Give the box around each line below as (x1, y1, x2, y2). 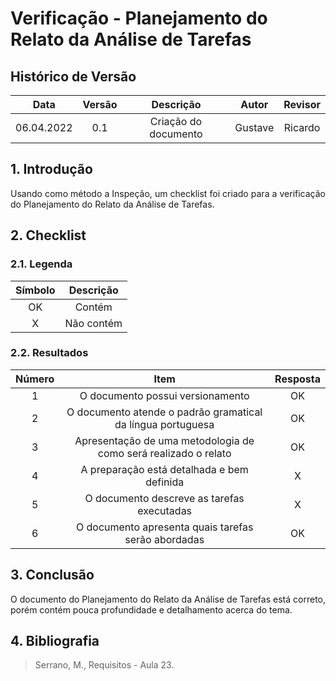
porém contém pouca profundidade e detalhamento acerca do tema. (10, 603, 293, 616)
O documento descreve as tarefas (84, 491, 245, 505)
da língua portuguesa (114, 417, 215, 431)
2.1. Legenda (10, 257, 73, 271)
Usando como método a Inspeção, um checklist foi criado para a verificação (10, 187, 326, 199)
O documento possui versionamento (79, 388, 250, 402)
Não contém (64, 316, 123, 330)
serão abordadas (124, 532, 205, 546)
